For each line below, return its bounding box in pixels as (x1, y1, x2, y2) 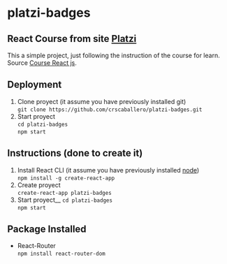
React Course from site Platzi (7, 33, 137, 45)
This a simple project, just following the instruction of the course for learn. (7, 51, 220, 59)
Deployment (7, 79, 62, 91)
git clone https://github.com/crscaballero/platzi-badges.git (17, 106, 203, 113)
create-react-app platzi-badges (17, 189, 112, 196)
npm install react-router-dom (17, 250, 106, 258)
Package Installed (7, 223, 87, 235)
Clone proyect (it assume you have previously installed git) (17, 97, 186, 105)
